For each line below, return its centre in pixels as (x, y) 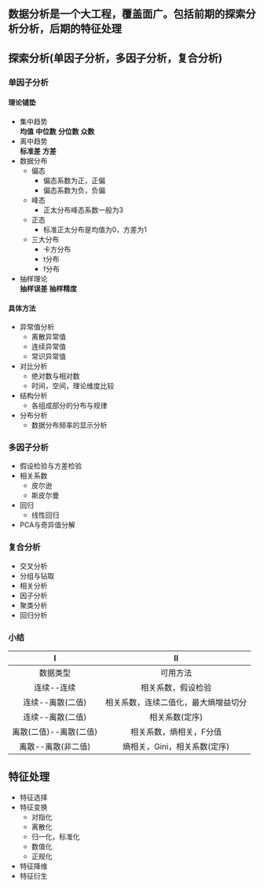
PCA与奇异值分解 (48, 525)
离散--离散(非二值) (55, 747)
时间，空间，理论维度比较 (73, 386)
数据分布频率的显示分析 (69, 425)
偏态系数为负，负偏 (74, 190)
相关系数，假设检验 (176, 688)
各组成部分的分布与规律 (69, 405)
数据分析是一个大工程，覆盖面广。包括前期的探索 (127, 14)
